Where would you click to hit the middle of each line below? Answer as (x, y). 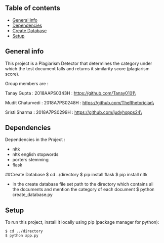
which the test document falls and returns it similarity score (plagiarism (77, 68)
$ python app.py (22, 236)
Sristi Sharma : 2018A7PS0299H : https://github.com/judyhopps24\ (74, 112)
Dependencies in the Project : (35, 140)
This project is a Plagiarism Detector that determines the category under (79, 63)
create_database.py (32, 194)
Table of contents (33, 8)
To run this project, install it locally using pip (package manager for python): (82, 222)
